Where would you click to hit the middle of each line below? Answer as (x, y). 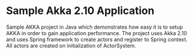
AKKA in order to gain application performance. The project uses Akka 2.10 (97, 33)
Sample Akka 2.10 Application (80, 11)
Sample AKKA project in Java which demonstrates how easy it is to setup (94, 27)
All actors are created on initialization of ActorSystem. (71, 46)
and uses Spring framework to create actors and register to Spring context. (97, 39)
